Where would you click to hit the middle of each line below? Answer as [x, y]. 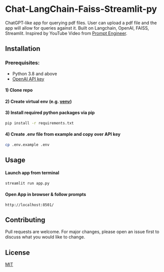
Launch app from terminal [32, 173]
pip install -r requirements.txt [40, 123]
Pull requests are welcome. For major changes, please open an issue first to [82, 232]
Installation [23, 49]
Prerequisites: [22, 63]
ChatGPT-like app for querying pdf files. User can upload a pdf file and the [81, 23]
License [18, 253]
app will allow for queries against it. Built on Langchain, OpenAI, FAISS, [77, 28]
